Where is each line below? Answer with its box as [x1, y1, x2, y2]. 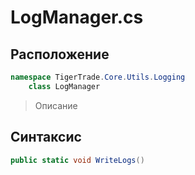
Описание [34, 99, 78, 111]
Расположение [10, 46, 110, 63]
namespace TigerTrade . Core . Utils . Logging [10, 72, 186, 82]
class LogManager [28, 81, 101, 91]
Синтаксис [10, 129, 82, 146]
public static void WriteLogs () [10, 155, 145, 165]
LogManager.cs [10, 6, 144, 29]
